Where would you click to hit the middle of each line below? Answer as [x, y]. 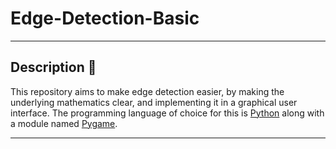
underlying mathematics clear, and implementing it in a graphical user [154, 102]
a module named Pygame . [64, 123]
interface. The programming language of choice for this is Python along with [167, 113]
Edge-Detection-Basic [105, 18]
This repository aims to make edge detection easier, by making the [147, 91]
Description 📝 [53, 67]
